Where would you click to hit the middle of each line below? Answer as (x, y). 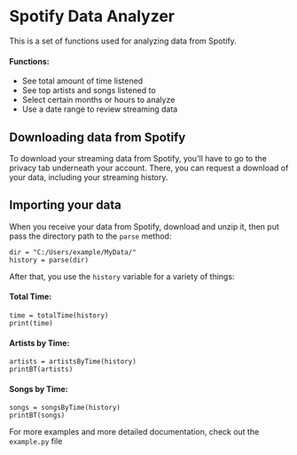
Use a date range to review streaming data (100, 109)
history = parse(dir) (49, 260)
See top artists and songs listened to (89, 90)
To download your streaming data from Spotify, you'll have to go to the (138, 158)
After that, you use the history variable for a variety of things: (122, 276)
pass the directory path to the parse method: (90, 236)
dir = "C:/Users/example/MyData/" (73, 252)
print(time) (31, 323)
